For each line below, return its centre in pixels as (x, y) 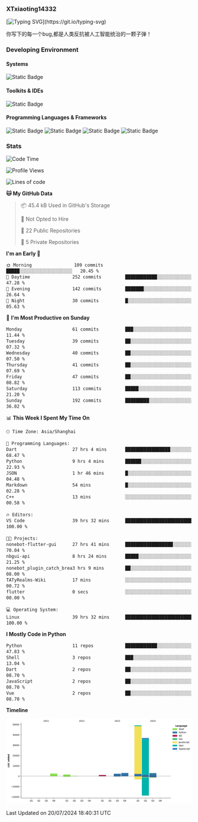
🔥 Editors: (20, 515)
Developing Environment (42, 50)
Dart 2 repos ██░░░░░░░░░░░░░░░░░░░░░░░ (99, 669)
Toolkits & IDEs (25, 91)
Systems (17, 64)
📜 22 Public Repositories (51, 231)
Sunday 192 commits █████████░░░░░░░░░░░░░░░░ (99, 401)
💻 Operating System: (33, 610)
